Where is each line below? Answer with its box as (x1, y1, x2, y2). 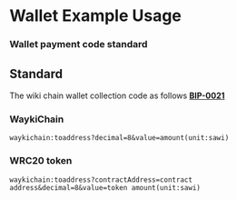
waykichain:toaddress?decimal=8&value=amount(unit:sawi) (9, 134, 230, 143)
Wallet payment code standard (9, 38, 148, 51)
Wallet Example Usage (9, 5, 182, 26)
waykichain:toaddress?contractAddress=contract (9, 175, 193, 185)
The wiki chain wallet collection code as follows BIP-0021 (9, 90, 225, 101)
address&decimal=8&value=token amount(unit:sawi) (9, 183, 202, 192)
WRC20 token (9, 155, 73, 167)
